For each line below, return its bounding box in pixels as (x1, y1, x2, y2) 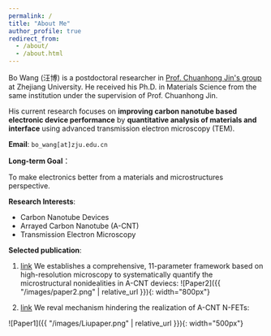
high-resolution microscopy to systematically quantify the (19, 269, 213, 279)
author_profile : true (8, 27, 82, 35)
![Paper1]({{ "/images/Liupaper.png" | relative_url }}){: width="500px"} (8, 318, 244, 328)
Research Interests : (8, 196, 75, 206)
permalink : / (8, 11, 53, 20)
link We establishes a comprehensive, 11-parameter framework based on (19, 261, 264, 270)
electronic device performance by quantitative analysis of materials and (8, 115, 257, 124)
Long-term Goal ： (8, 156, 71, 166)
